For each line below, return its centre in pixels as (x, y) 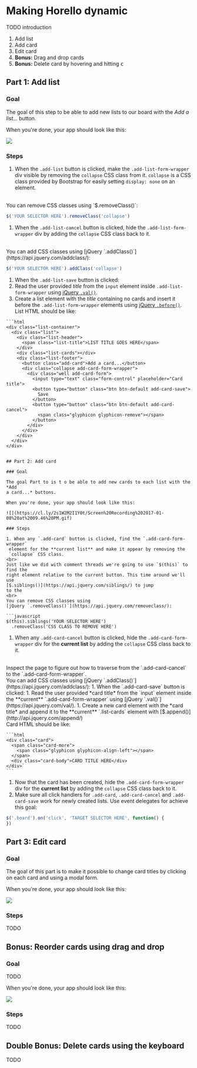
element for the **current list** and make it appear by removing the (97, 549)
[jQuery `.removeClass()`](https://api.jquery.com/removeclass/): (89, 606)
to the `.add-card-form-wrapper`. (46, 674)
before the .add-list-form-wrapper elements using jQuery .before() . (98, 304)
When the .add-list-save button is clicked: (67, 280)
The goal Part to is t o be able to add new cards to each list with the (98, 482)
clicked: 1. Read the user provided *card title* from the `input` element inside (99, 693)
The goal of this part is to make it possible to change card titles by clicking (96, 872)
